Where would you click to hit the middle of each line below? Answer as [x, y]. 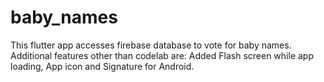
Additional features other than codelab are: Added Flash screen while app [162, 55]
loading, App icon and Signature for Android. [102, 66]
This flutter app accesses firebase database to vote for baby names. [151, 45]
